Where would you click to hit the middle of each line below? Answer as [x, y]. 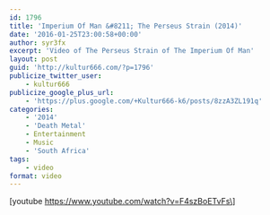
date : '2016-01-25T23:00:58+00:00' [76, 34]
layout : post [34, 59]
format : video [36, 176]
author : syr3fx [38, 43]
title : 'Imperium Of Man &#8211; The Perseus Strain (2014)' [126, 26]
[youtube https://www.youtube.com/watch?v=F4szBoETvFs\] [122, 202]
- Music [39, 142]
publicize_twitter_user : [56, 76]
